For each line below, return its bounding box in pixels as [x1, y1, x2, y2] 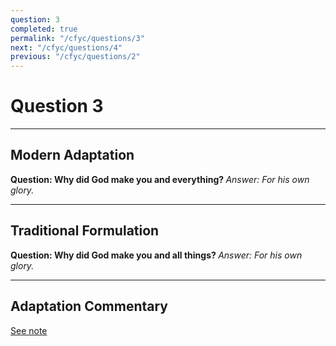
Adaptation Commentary [10, 298, 168, 315]
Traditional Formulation [10, 222, 160, 240]
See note [10, 324, 48, 336]
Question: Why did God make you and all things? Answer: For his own [10, 249, 303, 261]
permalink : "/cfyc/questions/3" [10, 33, 145, 43]
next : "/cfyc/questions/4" [10, 42, 123, 53]
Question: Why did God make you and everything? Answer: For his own [10, 173, 310, 185]
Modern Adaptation [10, 147, 135, 164]
